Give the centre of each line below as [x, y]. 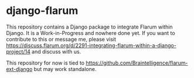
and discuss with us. [56, 51]
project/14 [18, 51]
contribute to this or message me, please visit [61, 39]
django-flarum [42, 11]
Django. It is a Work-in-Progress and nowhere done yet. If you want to [91, 33]
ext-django [19, 69]
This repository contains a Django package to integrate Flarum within [89, 27]
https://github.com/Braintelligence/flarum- [137, 63]
